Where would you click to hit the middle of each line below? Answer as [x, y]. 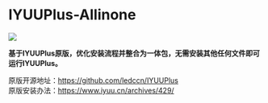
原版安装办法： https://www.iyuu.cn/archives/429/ [92, 90]
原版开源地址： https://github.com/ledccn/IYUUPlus [94, 80]
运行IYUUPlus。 [36, 63]
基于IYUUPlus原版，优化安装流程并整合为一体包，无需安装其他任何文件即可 [134, 53]
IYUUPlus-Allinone [72, 15]
